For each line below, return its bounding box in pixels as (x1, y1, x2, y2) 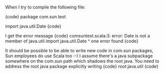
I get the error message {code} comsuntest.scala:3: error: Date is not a (5, 33, 150, 38)
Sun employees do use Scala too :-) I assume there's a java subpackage (5, 53, 153, 59)
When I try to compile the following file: (5, 4, 85, 10)
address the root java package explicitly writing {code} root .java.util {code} (5, 64, 159, 69)
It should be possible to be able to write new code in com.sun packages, (5, 48, 154, 53)
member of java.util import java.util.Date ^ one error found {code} (5, 38, 139, 44)
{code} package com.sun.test (5, 14, 66, 19)
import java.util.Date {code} (5, 23, 62, 29)
